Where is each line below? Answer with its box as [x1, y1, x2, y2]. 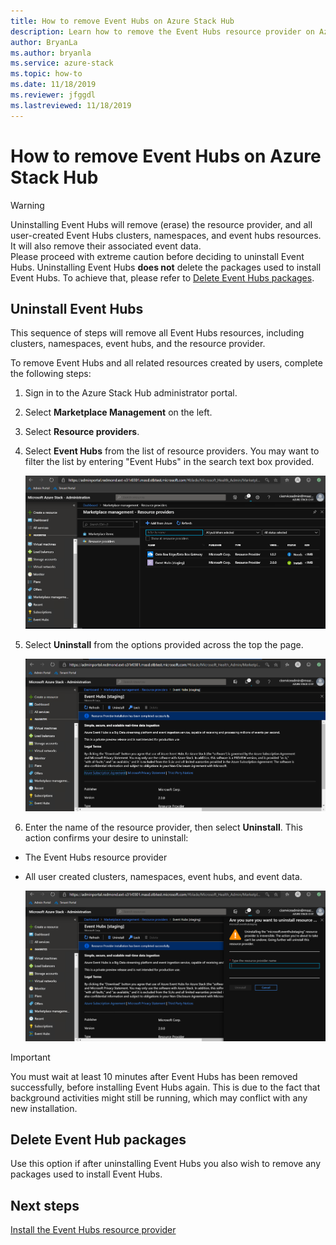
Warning [10, 199, 45, 211]
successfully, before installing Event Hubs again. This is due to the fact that [10, 1081, 321, 1093]
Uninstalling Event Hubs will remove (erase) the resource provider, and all [10, 218, 313, 230]
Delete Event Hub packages [10, 1131, 187, 1148]
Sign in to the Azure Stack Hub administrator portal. [24, 387, 238, 399]
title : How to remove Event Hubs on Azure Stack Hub [10, 16, 235, 26]
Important [10, 1051, 51, 1063]
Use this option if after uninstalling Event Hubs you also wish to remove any [10, 1158, 322, 1170]
